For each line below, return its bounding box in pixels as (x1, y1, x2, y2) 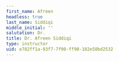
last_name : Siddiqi (6, 19, 54, 25)
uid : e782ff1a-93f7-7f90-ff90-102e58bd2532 (6, 46, 114, 52)
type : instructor (6, 41, 48, 47)
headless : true (6, 14, 43, 20)
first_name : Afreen (6, 8, 54, 15)
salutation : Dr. (6, 30, 45, 36)
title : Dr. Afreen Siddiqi (6, 35, 72, 41)
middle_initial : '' (6, 24, 54, 31)
